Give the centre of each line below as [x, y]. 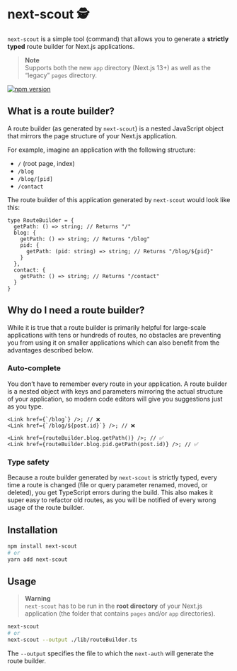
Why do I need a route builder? [76, 310]
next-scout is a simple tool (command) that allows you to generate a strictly [118, 39]
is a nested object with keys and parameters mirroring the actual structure [115, 391]
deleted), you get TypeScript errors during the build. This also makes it [110, 493]
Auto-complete [34, 368]
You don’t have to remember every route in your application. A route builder [117, 384]
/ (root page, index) [46, 163]
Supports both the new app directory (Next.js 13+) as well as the [117, 67]
